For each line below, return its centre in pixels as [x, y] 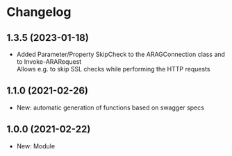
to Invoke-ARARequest [49, 62]
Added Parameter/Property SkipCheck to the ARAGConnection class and [121, 54]
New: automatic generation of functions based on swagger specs [110, 107]
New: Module [36, 146]
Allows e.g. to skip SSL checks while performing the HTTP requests [113, 69]
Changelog [39, 12]
